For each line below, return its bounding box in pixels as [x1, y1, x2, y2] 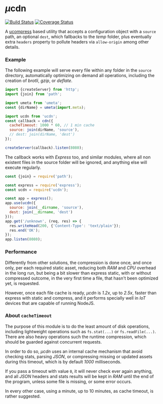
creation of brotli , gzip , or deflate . [5, 78, 72, 83]
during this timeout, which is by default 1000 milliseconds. [5, 359, 122, 364]
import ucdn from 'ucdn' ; [5, 114, 57, 119]
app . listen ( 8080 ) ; [5, 237, 42, 242]
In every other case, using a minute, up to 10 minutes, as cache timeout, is [5, 388, 154, 394]
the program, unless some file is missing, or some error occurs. [5, 379, 132, 384]
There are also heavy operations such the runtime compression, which [5, 334, 147, 340]
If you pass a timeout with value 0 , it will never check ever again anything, [5, 368, 153, 374]
